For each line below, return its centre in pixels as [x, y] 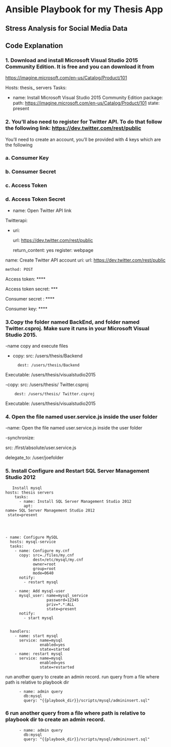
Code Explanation [34, 45]
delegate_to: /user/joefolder [35, 458]
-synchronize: [20, 438]
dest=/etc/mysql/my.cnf [58, 560]
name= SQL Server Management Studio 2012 [50, 510]
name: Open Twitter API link [42, 210]
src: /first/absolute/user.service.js [41, 448]
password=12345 [63, 600]
